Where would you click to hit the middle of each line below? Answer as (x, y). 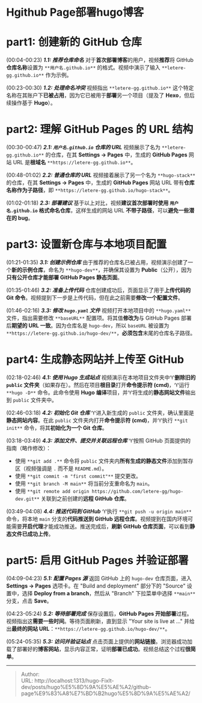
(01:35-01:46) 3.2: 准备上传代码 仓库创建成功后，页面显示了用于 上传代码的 (99, 290)
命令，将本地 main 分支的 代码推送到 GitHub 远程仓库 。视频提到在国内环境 (97, 519)
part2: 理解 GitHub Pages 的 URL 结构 (100, 129)
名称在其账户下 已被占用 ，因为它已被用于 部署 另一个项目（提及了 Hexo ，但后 (100, 95)
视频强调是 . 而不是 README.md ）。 (66, 468)
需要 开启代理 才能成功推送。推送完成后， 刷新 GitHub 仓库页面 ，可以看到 (101, 526)
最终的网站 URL (31, 628)
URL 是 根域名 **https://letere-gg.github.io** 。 (75, 163)
